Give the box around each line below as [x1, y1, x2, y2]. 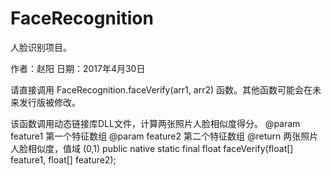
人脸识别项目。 [10, 41, 72, 53]
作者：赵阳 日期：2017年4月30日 [10, 62, 146, 74]
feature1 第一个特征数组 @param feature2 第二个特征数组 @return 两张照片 [10, 130, 319, 142]
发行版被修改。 [18, 96, 81, 108]
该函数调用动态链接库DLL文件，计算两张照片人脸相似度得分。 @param [10, 117, 301, 129]
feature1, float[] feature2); [10, 153, 117, 166]
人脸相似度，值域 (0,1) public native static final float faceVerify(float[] [10, 142, 294, 154]
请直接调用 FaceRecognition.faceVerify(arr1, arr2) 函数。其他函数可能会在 [10, 83, 313, 96]
